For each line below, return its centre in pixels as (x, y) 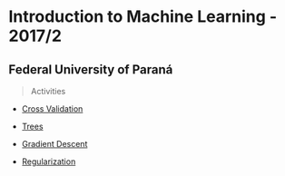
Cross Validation (52, 109)
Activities (48, 91)
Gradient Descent (54, 144)
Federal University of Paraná (91, 69)
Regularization (49, 161)
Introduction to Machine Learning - (143, 17)
